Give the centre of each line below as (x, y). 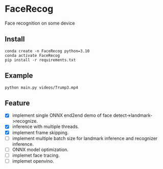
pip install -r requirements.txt (40, 60)
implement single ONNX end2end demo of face (62, 115)
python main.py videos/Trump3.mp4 (42, 88)
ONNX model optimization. (40, 150)
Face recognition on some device (40, 23)
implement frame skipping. (40, 132)
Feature (17, 103)
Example (19, 76)
